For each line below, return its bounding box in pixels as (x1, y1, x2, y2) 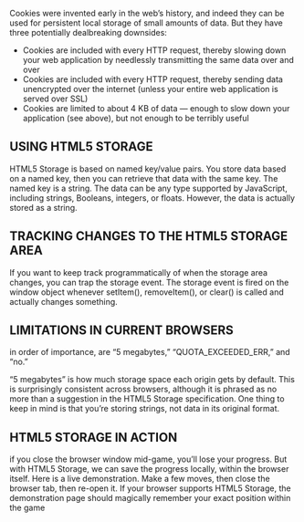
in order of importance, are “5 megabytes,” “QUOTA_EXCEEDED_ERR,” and (9, 347, 290, 358)
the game (9, 502, 46, 514)
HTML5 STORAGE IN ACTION (9, 429, 178, 445)
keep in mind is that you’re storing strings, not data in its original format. (9, 403, 280, 414)
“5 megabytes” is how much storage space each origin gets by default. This (9, 374, 295, 385)
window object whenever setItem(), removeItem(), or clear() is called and (9, 287, 285, 298)
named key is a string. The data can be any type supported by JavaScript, (9, 183, 288, 193)
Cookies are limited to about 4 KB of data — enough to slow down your (22, 103, 290, 113)
